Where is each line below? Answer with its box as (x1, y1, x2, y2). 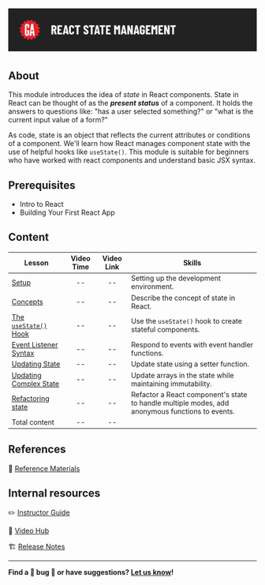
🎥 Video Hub (8, 526, 50, 536)
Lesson (24, 257, 49, 268)
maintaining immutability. (131, 379, 213, 388)
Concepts (11, 297, 43, 307)
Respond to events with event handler (131, 340, 254, 350)
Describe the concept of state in (131, 293, 236, 302)
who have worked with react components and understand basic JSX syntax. (8, 156, 256, 165)
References (8, 443, 66, 456)
